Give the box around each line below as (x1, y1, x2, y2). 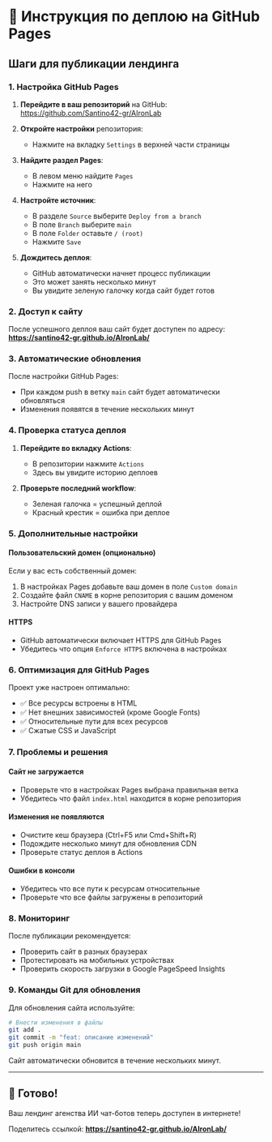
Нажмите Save (32, 237, 82, 247)
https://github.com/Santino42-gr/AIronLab (19, 108, 162, 118)
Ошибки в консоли (8, 865, 75, 875)
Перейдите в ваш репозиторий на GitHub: (19, 99, 168, 109)
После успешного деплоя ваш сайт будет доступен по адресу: (8, 324, 226, 334)
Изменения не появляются (8, 812, 104, 822)
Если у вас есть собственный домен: (8, 565, 138, 575)
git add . (8, 1026, 42, 1034)
